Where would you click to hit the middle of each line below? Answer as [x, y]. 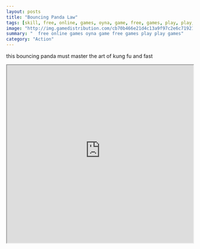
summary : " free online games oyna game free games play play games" [95, 34]
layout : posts [24, 12]
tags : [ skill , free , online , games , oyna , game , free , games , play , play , [100, 23]
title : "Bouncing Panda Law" [42, 17]
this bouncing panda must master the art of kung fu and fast [80, 56]
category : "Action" [30, 39]
